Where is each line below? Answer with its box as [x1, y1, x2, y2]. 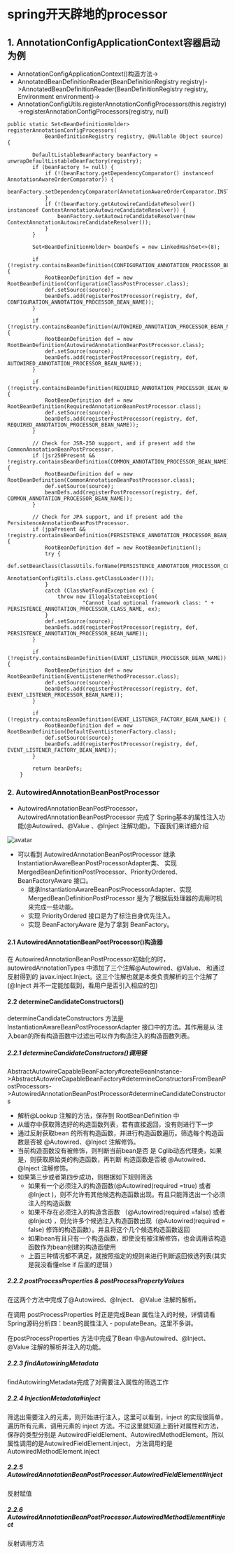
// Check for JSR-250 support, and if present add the [32, 440, 196, 447]
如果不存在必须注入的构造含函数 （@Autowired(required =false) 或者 [27, 1208, 226, 1216]
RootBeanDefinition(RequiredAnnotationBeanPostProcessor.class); [7, 403, 201, 410]
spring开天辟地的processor [7, 6, 168, 22]
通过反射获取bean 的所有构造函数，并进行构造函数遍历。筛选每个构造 [17, 1128, 218, 1137]
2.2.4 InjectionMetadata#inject [7, 1394, 101, 1403]
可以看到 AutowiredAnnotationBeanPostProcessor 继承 [17, 850, 176, 859]
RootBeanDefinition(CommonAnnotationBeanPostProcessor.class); [7, 477, 196, 484]
